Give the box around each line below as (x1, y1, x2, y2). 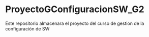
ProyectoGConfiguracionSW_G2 (5, 4, 144, 15)
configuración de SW (5, 25, 50, 31)
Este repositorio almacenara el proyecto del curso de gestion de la (5, 20, 144, 26)
